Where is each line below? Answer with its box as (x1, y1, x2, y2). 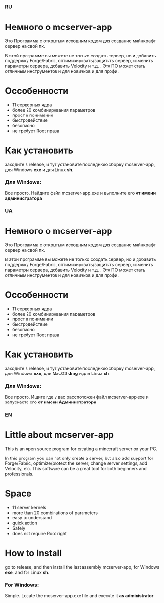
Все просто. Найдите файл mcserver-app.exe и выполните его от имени (5, 190, 156, 196)
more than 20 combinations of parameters (12, 510, 98, 516)
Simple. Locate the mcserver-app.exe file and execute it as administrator (5, 593, 154, 599)
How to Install (5, 548, 62, 559)
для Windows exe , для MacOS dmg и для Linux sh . (5, 370, 110, 376)
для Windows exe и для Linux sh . (5, 166, 74, 172)
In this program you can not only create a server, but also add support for (5, 455, 154, 461)
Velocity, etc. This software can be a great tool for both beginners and (5, 465, 147, 471)
